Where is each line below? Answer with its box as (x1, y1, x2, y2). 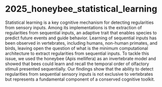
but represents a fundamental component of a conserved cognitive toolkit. (5, 76, 155, 82)
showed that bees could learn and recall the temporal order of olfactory (5, 61, 149, 67)
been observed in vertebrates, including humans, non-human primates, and (5, 40, 158, 46)
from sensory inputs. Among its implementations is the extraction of (5, 24, 142, 30)
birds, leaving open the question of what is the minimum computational (5, 45, 148, 51)
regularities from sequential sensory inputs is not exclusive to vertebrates (5, 71, 153, 77)
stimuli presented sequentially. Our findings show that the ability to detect (5, 66, 154, 71)
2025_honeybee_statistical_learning (5, 3, 158, 15)
